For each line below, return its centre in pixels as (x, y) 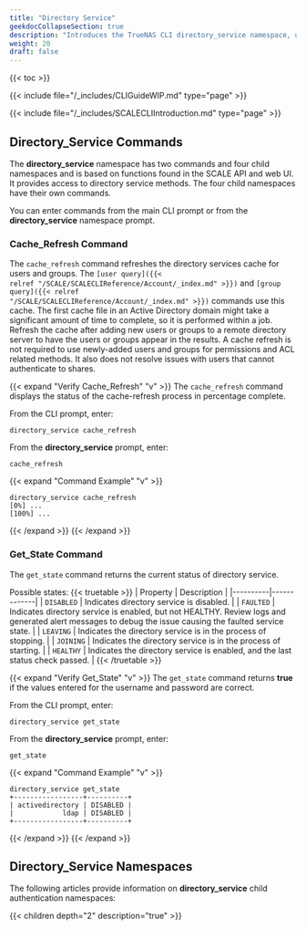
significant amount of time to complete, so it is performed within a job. (141, 320)
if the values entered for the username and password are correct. (132, 687)
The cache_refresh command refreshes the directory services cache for (144, 264)
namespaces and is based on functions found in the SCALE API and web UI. (152, 173)
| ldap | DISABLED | (71, 813)
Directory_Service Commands (97, 142)
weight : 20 (30, 43)
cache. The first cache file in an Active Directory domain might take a (139, 310)
